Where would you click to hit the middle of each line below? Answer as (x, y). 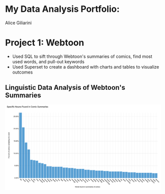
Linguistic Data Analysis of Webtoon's (65, 88)
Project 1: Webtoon (45, 43)
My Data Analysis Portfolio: (62, 9)
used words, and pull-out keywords (48, 61)
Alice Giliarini (19, 23)
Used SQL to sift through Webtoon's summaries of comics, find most (82, 56)
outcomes (22, 72)
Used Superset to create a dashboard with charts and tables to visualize (86, 67)
